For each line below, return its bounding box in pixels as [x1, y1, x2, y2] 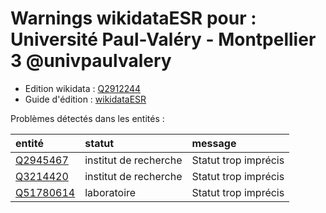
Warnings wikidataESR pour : [10, 7, 257, 30]
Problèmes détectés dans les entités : [10, 112, 165, 124]
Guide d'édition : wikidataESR [24, 93, 147, 105]
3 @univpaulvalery [10, 50, 172, 72]
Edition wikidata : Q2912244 [24, 82, 142, 94]
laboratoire [84, 185, 137, 199]
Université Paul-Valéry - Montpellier [10, 28, 317, 51]
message [191, 136, 237, 150]
